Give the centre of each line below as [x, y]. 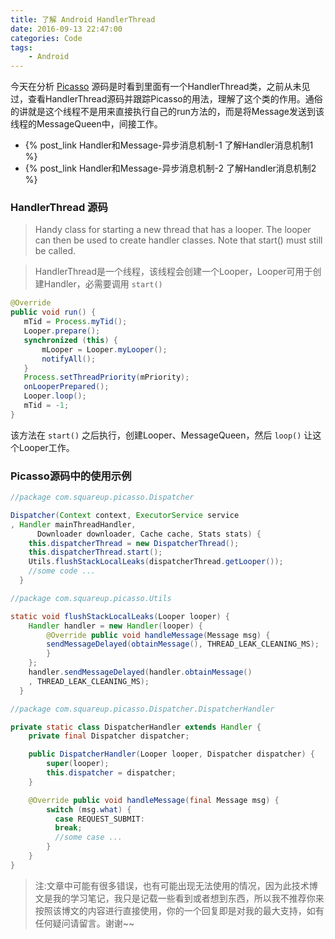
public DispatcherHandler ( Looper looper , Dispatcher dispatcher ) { [171, 754]
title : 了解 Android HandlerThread [83, 19]
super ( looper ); [78, 764]
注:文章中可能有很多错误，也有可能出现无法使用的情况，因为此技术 [172, 885]
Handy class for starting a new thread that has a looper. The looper [173, 230]
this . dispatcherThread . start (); [95, 552]
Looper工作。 [46, 447]
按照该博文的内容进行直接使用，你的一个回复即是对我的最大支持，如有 [179, 910]
